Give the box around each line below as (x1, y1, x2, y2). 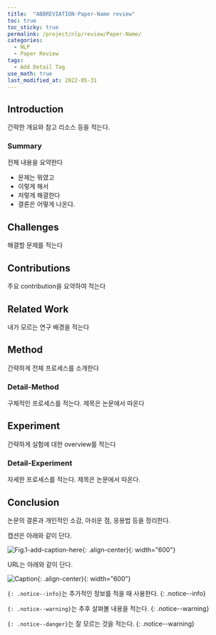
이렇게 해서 (17, 182, 49, 191)
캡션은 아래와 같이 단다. (7, 531, 73, 540)
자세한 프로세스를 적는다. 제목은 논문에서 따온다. (7, 475, 141, 484)
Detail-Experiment (7, 458, 73, 468)
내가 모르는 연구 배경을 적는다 (7, 322, 90, 331)
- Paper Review (14, 51, 59, 58)
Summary (7, 141, 43, 151)
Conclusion (7, 496, 60, 508)
